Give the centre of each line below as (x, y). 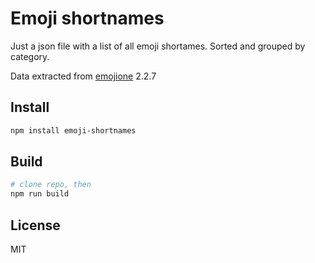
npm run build (40, 194)
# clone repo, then (51, 185)
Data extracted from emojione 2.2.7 (83, 76)
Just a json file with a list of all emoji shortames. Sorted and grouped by (158, 46)
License (35, 225)
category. (30, 56)
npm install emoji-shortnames (73, 130)
